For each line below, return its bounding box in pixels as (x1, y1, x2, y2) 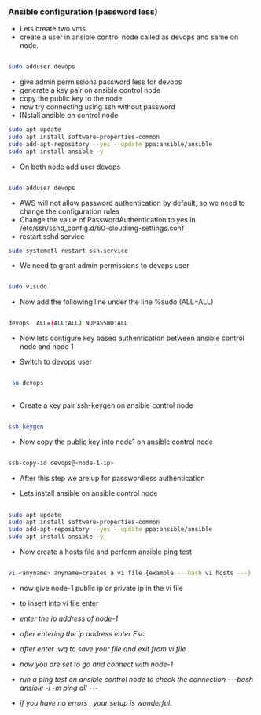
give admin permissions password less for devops (19, 77, 182, 86)
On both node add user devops (19, 162, 121, 171)
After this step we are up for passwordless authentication (19, 473, 206, 482)
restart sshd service (19, 231, 85, 241)
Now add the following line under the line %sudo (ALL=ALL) (19, 297, 214, 306)
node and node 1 (19, 342, 74, 351)
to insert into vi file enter (19, 598, 99, 607)
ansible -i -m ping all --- (19, 683, 99, 692)
